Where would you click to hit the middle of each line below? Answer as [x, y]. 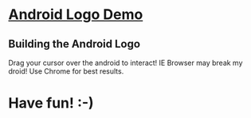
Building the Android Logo [75, 44]
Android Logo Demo [76, 15]
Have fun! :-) [51, 103]
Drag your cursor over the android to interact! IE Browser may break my [125, 63]
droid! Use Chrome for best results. [66, 71]
